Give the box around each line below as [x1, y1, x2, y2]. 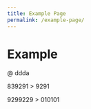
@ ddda [7, 69, 30, 77]
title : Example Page [7, 10, 67, 17]
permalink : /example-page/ [7, 17, 85, 23]
